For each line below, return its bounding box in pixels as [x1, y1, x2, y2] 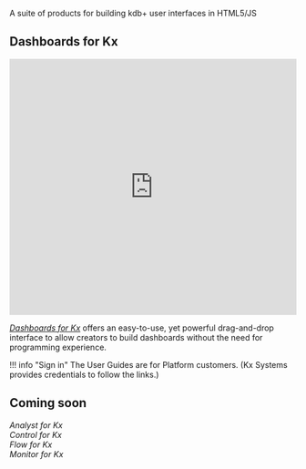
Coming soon [9, 395, 87, 411]
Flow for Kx [9, 439, 53, 450]
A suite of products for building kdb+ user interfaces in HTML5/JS [9, 8, 257, 18]
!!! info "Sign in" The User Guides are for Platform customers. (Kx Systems [9, 359, 289, 370]
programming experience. [9, 342, 107, 352]
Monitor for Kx [9, 448, 64, 459]
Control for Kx [9, 429, 62, 440]
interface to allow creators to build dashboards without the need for [9, 331, 263, 342]
